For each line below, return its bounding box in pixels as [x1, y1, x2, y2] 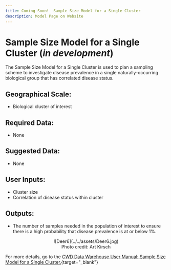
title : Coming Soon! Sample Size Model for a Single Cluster [5, 8, 141, 13]
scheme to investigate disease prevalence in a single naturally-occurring [5, 70, 159, 76]
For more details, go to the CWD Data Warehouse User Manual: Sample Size [5, 254, 166, 260]
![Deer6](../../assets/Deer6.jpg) [53, 238, 119, 244]
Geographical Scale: [5, 90, 72, 98]
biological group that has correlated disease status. [5, 75, 114, 81]
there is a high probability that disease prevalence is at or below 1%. [12, 228, 157, 234]
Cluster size [12, 189, 38, 195]
